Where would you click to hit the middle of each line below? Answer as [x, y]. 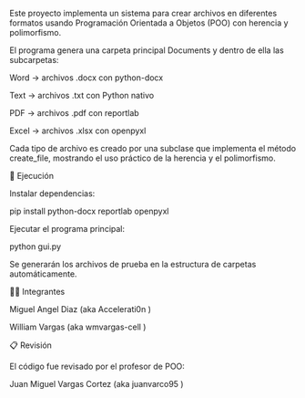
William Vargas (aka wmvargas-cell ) [78, 327]
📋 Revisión [31, 345]
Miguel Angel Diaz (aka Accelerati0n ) [81, 309]
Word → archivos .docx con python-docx [86, 78]
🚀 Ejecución [32, 176]
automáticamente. [43, 274]
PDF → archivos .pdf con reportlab [74, 113]
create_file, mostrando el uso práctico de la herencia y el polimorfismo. [142, 158]
